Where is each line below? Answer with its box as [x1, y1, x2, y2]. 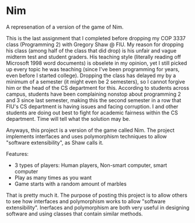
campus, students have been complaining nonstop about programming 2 [6, 90, 181, 97]
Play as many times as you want [14, 174, 92, 181]
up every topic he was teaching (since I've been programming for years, [6, 65, 180, 72]
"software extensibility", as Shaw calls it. [6, 139, 104, 146]
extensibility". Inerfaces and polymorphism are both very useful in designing [6, 204, 190, 211]
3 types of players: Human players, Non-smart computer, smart [14, 162, 168, 169]
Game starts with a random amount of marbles [14, 180, 127, 187]
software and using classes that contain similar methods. [6, 210, 143, 217]
